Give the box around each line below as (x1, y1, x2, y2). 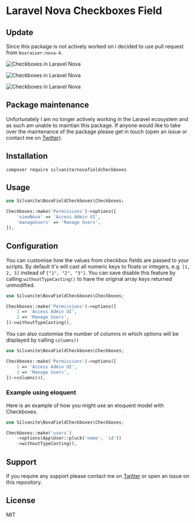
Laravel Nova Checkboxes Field (6, 4, 162, 18)
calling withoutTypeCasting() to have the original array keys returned (6, 275, 173, 282)
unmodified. (6, 281, 35, 288)
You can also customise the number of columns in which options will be (6, 331, 179, 337)
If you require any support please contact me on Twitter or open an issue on (6, 472, 190, 479)
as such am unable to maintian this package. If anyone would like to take (6, 122, 181, 129)
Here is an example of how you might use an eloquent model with (6, 402, 164, 409)
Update (6, 27, 34, 37)
